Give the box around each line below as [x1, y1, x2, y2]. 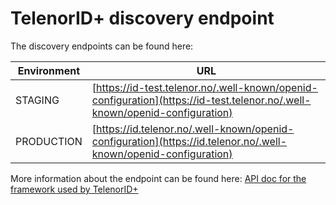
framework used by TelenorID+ [10, 183, 139, 195]
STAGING [15, 93, 60, 107]
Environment [17, 63, 80, 77]
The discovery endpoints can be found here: [10, 40, 194, 52]
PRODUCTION [15, 134, 83, 148]
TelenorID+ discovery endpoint [10, 7, 275, 30]
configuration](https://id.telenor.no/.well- [91, 134, 288, 148]
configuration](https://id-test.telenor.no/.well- [91, 93, 312, 107]
